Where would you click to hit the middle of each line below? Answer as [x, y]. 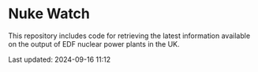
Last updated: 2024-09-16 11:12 [60, 59]
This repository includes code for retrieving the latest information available [129, 36]
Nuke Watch [49, 14]
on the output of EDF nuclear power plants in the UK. [94, 44]
